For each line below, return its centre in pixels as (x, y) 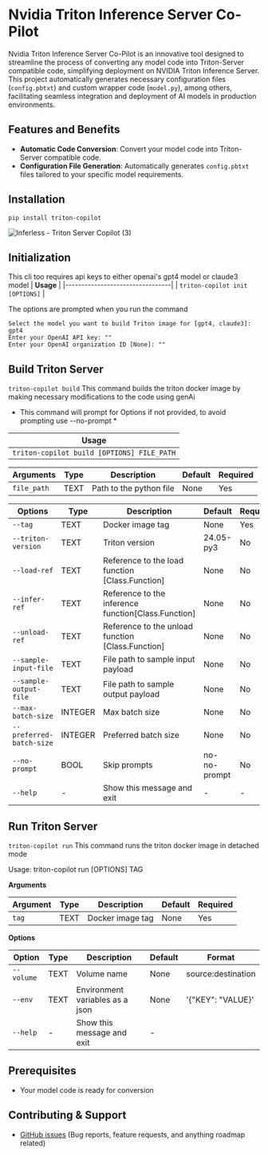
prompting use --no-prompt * (68, 421)
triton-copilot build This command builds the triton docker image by (124, 388)
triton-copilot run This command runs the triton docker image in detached (134, 846)
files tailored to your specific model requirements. (101, 174)
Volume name (102, 974)
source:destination (221, 974)
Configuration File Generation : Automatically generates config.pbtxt (134, 166)
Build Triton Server (56, 369)
